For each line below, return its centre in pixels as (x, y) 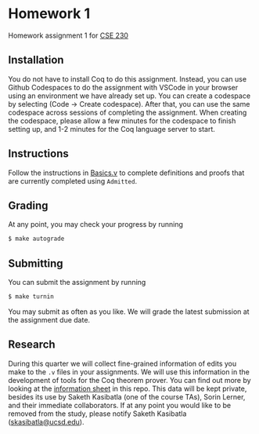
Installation (36, 60)
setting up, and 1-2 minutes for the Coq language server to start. (112, 129)
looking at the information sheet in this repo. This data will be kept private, (128, 388)
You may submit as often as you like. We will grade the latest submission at (129, 312)
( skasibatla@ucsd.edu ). (46, 421)
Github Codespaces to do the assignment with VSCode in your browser (123, 87)
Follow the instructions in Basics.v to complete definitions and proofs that (126, 173)
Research (32, 345)
